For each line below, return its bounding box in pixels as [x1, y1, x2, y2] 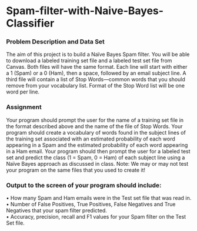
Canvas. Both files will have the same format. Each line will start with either [6, 63, 188, 71]
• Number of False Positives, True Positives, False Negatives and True [6, 201, 176, 208]
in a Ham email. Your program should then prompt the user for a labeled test [6, 148, 191, 155]
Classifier [6, 16, 55, 30]
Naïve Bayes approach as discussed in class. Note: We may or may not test [6, 160, 189, 167]
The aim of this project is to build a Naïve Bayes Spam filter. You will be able [6, 51, 190, 58]
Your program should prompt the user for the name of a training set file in [6, 116, 184, 123]
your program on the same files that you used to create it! [6, 166, 146, 173]
